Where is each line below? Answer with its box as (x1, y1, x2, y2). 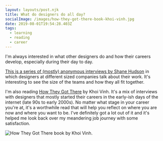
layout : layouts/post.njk (5, 7, 59, 12)
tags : (5, 26, 16, 31)
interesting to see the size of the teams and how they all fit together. (5, 79, 145, 85)
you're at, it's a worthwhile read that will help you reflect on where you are (5, 104, 158, 110)
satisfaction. (5, 120, 31, 126)
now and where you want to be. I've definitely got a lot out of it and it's (5, 110, 150, 116)
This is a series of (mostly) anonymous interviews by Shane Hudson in (5, 68, 149, 74)
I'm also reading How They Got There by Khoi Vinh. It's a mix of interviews (5, 88, 158, 95)
